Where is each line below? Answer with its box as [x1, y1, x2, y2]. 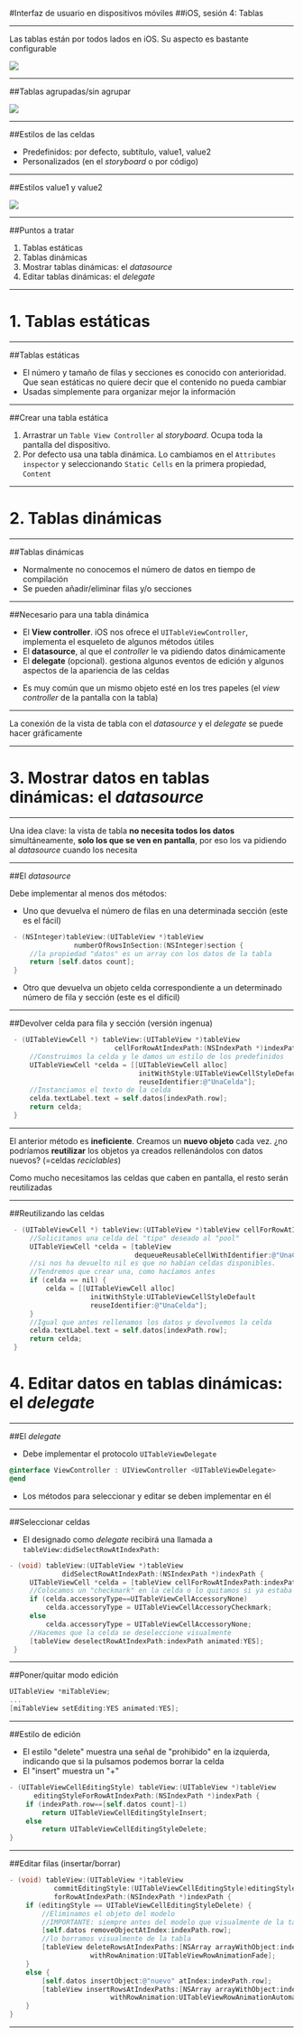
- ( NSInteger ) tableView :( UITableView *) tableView [13, 932, 204, 942]
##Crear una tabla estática [9, 412, 109, 423]
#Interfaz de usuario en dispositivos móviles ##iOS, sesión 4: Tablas [9, 8, 264, 18]
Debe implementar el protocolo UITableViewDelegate [22, 1448, 217, 1459]
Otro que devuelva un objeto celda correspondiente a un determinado [22, 982, 282, 993]
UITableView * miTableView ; [9, 1688, 111, 1697]
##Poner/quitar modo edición [9, 1670, 119, 1680]
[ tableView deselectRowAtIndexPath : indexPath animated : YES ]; [29, 1636, 264, 1646]
